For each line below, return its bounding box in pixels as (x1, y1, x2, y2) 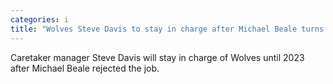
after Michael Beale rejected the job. (10, 62, 160, 74)
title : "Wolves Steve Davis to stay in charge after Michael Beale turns (10, 24, 325, 34)
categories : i (10, 14, 70, 25)
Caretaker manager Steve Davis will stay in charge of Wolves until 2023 (10, 51, 305, 63)
